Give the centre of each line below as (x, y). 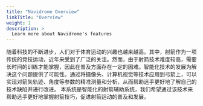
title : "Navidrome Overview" (43, 12)
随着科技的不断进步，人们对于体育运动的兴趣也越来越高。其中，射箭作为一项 (101, 52)
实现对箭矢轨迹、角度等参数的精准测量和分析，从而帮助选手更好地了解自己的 (101, 82)
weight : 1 (19, 23)
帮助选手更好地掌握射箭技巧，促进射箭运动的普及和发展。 (78, 97)
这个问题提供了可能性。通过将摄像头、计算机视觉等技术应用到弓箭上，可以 (104, 74)
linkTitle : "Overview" (35, 17)
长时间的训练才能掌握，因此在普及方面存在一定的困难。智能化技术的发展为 (99, 67)
